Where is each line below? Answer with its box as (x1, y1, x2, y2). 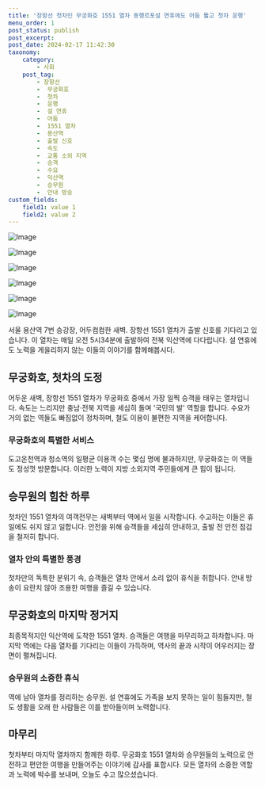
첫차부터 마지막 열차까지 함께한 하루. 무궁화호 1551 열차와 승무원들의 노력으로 (8, 750, 246, 759)
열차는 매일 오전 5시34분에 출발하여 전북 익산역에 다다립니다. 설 (39, 335, 236, 345)
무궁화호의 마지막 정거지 (8, 608, 119, 622)
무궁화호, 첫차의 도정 (8, 370, 103, 384)
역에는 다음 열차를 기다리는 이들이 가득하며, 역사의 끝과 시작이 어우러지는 (22, 641, 247, 651)
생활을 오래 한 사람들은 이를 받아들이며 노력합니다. (16, 702, 171, 712)
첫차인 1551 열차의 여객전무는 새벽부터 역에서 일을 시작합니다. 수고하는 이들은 (8, 512, 246, 521)
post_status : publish (8, 26, 80, 34)
